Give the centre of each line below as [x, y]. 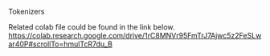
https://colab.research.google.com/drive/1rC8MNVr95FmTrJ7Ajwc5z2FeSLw [135, 36]
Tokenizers [27, 12]
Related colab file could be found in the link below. [92, 27]
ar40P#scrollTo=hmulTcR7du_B [60, 44]
